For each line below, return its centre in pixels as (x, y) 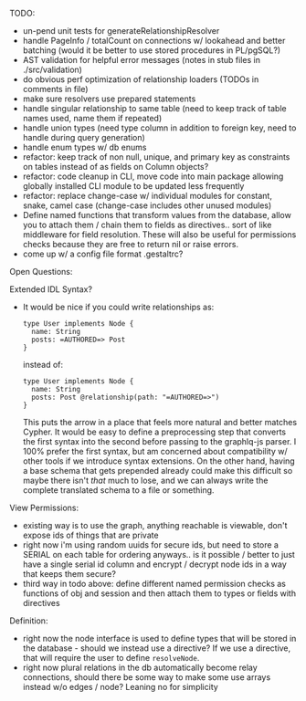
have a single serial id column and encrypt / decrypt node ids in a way (155, 564)
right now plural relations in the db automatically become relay (140, 667)
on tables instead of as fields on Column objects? (116, 167)
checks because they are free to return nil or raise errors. (131, 244)
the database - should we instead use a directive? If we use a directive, (157, 648)
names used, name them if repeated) (92, 118)
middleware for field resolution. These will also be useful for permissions (159, 235)
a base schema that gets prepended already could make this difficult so (158, 471)
